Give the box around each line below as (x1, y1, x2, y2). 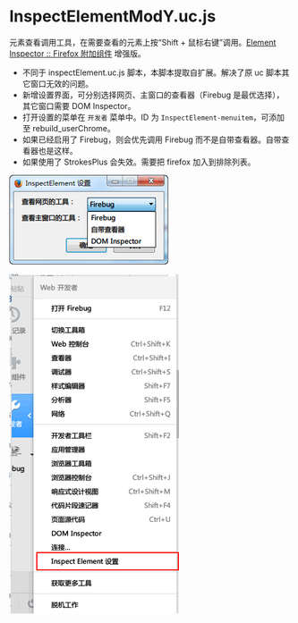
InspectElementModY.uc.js (9, 6, 217, 27)
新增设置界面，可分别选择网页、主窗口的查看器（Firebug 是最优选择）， (21, 89, 285, 100)
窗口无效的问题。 (30, 78, 94, 88)
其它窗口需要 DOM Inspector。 (21, 100, 136, 111)
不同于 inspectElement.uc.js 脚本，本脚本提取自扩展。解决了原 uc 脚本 (21, 67, 282, 78)
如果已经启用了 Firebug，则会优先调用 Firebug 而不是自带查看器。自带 (21, 134, 282, 145)
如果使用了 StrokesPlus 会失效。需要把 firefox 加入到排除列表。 (21, 156, 256, 167)
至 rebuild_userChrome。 (21, 122, 115, 133)
